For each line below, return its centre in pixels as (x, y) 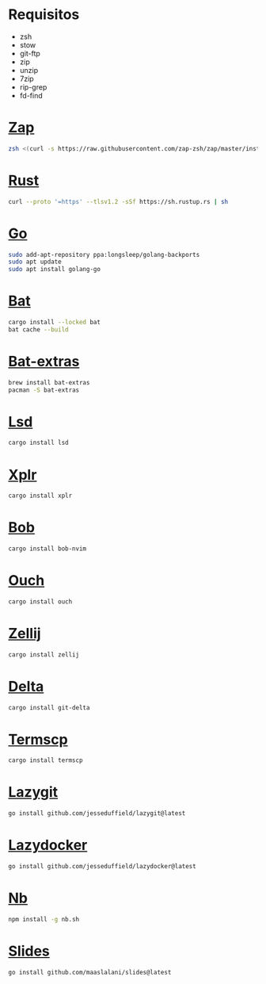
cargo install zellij (44, 655)
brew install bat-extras (49, 382)
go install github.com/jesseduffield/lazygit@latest (97, 814)
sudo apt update (35, 262)
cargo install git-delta (49, 707)
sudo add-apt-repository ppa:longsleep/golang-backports (104, 255)
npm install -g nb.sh (44, 919)
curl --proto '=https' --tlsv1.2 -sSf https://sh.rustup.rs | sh (118, 201)
